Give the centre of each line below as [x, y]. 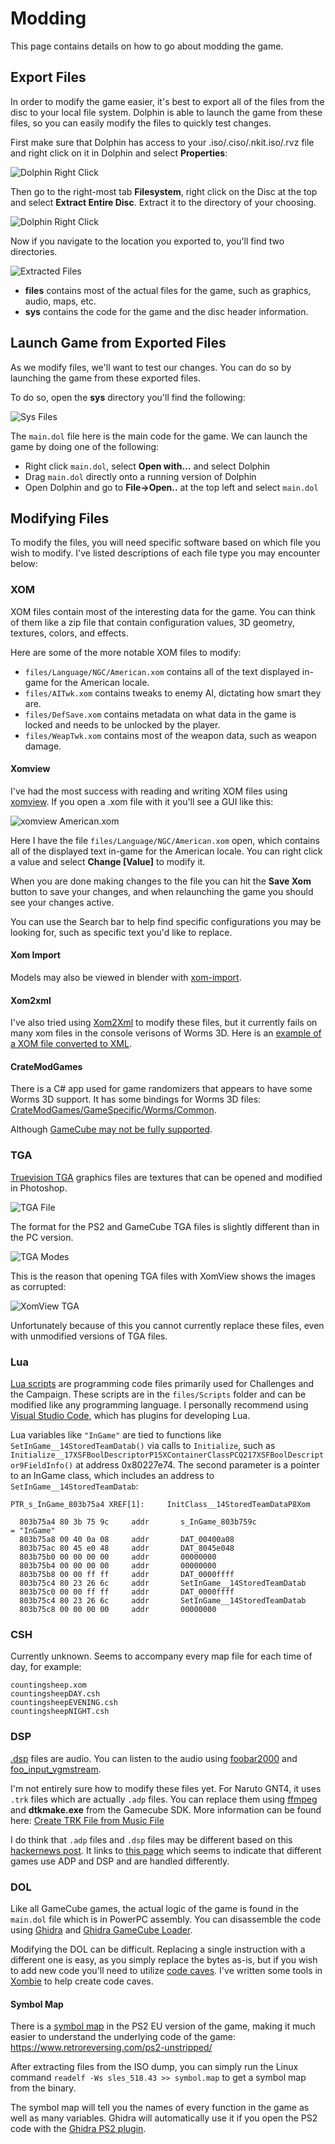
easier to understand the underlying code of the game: [123, 2037]
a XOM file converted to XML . [71, 1044]
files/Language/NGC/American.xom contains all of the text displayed [162, 671]
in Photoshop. [39, 1188]
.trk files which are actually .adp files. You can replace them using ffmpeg [164, 1799]
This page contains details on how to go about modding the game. [147, 46]
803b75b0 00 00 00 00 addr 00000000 [118, 1557]
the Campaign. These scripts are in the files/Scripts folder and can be [158, 1394]
